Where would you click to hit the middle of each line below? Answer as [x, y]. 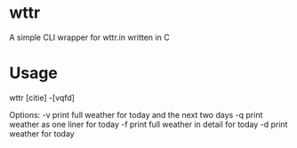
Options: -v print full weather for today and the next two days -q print [136, 114]
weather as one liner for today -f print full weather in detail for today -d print [148, 124]
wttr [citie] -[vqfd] [42, 97]
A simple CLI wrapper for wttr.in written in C [90, 37]
